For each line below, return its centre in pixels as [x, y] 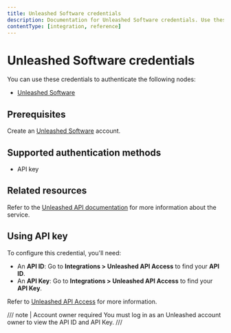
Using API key [37, 236]
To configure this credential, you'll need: [64, 253]
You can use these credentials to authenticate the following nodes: [101, 79]
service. [19, 215]
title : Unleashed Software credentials [64, 13]
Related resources [47, 191]
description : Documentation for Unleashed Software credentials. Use [109, 20]
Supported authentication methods [84, 152]
